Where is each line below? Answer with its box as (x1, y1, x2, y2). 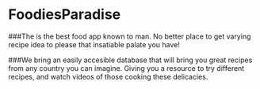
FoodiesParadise (8, 6, 121, 24)
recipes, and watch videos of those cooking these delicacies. (8, 72, 208, 81)
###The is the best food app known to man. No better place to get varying (8, 32, 251, 41)
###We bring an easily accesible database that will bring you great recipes (8, 55, 253, 65)
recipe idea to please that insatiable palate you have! (8, 39, 181, 49)
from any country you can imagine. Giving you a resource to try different (8, 63, 245, 72)
